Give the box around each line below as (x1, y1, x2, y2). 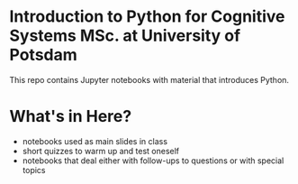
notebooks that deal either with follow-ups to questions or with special (22, 155, 284, 166)
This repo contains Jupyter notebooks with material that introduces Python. (9, 74, 290, 85)
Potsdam (9, 45, 78, 65)
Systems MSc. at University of (9, 25, 241, 46)
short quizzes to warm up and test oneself (22, 145, 180, 156)
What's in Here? (9, 106, 132, 127)
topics (22, 164, 46, 175)
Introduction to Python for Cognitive (9, 6, 285, 27)
